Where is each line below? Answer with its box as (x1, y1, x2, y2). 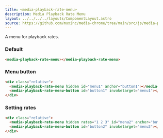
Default (5, 46, 23, 53)
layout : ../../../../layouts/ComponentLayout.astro (5, 16, 112, 21)
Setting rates (5, 105, 36, 111)
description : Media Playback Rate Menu (5, 12, 86, 16)
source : (5, 20, 21, 26)
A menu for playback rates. (5, 34, 59, 40)
